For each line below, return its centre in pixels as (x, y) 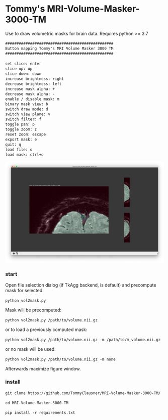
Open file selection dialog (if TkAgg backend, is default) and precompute (81, 285)
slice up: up (19, 69)
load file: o (19, 150)
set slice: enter (23, 64)
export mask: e (21, 139)
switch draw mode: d (27, 109)
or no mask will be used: (31, 349)
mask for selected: (24, 291)
